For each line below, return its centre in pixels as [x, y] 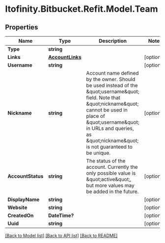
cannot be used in [107, 110]
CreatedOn [21, 216]
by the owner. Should [111, 79]
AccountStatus [26, 176]
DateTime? [61, 216]
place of [96, 116]
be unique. [98, 153]
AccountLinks [65, 57]
